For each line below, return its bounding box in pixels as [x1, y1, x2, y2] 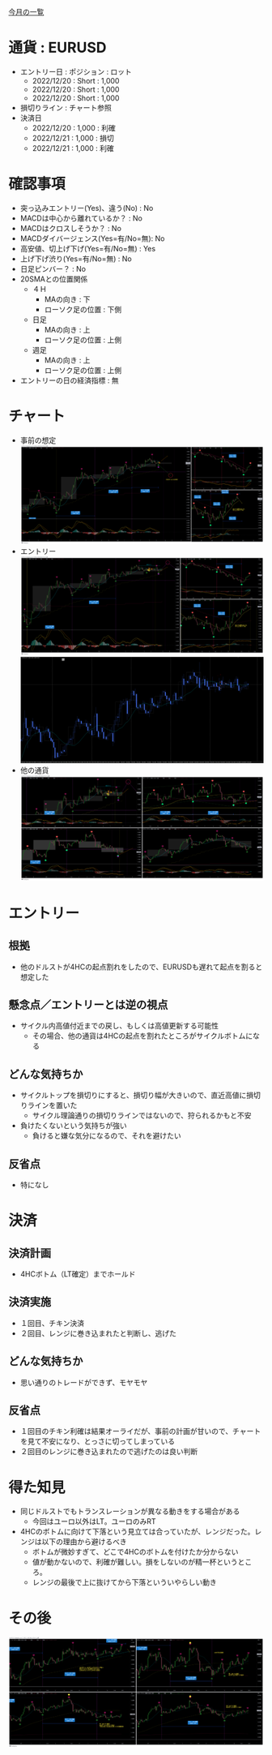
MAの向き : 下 [44, 294, 91, 304]
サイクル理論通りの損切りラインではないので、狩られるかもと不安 [32, 1110, 253, 1121]
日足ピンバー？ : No [19, 264, 87, 273]
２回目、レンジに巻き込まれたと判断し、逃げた [19, 1328, 176, 1338]
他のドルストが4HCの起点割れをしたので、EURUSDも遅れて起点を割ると [19, 962, 263, 972]
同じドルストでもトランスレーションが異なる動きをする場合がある [19, 1507, 240, 1517]
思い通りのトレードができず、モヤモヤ [19, 1377, 148, 1387]
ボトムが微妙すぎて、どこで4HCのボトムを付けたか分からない [32, 1547, 239, 1557]
